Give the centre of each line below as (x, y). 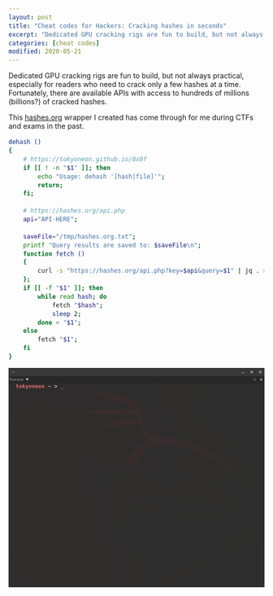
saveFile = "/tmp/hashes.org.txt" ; (80, 236)
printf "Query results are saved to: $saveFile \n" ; (112, 245)
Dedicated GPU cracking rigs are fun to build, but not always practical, (126, 76)
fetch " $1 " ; (58, 340)
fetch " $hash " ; (78, 305)
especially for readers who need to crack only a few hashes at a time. (125, 85)
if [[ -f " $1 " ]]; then (63, 288)
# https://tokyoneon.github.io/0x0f (85, 159)
